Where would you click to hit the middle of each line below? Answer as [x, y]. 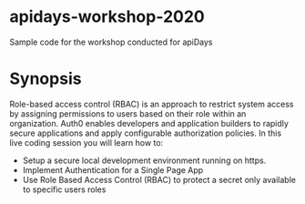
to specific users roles [64, 189]
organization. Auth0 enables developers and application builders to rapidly [149, 123]
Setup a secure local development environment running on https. [144, 160]
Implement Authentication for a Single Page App [113, 169]
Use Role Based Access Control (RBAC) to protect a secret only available [159, 179]
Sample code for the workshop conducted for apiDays [111, 42]
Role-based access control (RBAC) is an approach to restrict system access [152, 104]
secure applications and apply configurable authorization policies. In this [146, 133]
